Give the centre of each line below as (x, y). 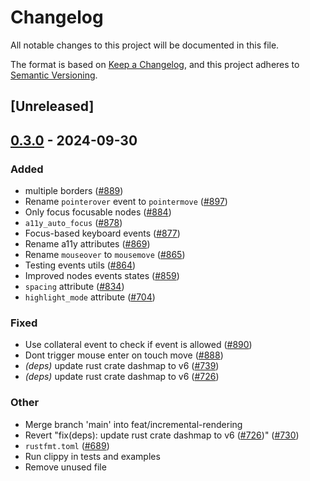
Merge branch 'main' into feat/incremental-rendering (133, 424)
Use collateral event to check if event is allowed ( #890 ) (138, 345)
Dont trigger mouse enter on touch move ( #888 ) (124, 355)
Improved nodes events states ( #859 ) (102, 276)
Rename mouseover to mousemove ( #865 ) (105, 255)
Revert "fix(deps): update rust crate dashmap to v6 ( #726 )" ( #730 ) (162, 435)
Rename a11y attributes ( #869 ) (87, 244)
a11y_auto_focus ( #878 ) (73, 223)
